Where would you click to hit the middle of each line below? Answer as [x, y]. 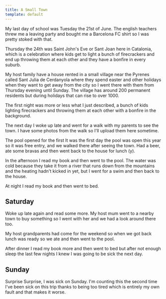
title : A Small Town [27, 10]
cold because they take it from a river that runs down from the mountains [80, 166]
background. [18, 115]
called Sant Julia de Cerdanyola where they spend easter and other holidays [83, 80]
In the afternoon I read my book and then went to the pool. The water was [81, 160]
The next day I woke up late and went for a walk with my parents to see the [82, 125]
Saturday [20, 201]
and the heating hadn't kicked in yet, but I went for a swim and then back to [83, 171]
